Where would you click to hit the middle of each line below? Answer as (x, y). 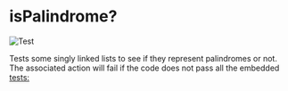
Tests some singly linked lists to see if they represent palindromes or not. (144, 58)
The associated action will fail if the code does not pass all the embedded (144, 68)
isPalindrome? (63, 17)
